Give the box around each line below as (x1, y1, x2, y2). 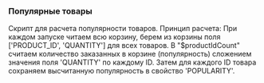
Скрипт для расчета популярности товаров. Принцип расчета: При (8, 24, 238, 34)
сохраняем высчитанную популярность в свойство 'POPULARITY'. (8, 66, 235, 76)
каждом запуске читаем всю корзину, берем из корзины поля (8, 32, 221, 41)
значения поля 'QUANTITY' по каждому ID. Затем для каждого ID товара (8, 57, 257, 67)
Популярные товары (8, 6, 93, 17)
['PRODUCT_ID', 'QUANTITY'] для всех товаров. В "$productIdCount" (8, 41, 241, 50)
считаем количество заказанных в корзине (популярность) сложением (8, 49, 252, 59)
